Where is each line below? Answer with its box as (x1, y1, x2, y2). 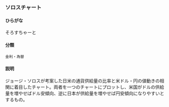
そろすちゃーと (5, 30, 36, 36)
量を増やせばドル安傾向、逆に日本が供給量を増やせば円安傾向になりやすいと (5, 90, 164, 96)
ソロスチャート (5, 4, 42, 11)
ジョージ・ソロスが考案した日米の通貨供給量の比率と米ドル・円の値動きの (5, 77, 160, 83)
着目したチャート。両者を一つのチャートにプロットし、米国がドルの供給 (14, 84, 164, 90)
